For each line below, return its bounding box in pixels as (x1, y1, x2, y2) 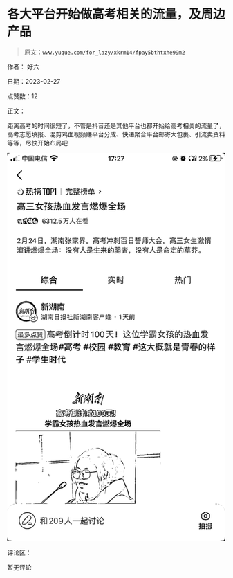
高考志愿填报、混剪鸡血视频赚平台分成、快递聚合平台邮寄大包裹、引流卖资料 (7, 129, 225, 138)
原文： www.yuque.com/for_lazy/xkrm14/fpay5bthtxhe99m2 (24, 48, 185, 56)
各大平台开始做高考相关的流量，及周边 (7, 6, 226, 22)
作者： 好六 (7, 62, 39, 71)
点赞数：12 (7, 91, 38, 100)
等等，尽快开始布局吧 (7, 138, 68, 147)
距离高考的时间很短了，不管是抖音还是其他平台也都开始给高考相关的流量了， (7, 121, 225, 129)
